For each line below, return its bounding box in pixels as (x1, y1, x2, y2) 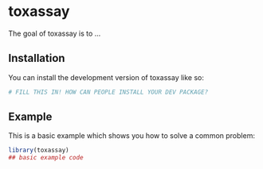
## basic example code (8, 154, 84, 162)
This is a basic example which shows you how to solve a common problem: (8, 131, 255, 140)
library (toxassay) (8, 146, 69, 155)
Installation (8, 52, 65, 65)
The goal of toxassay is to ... (8, 29, 101, 38)
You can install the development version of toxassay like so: (8, 72, 205, 82)
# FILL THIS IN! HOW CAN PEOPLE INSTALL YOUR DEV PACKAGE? (8, 88, 209, 96)
